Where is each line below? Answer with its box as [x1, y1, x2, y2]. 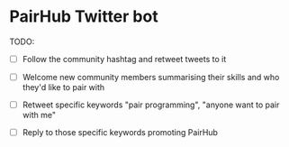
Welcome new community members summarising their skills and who [22, 72, 280, 82]
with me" [22, 110, 57, 121]
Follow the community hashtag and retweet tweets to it [22, 53, 227, 64]
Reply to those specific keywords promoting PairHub [22, 127, 219, 138]
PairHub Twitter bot [9, 6, 159, 27]
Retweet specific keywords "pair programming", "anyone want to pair [22, 99, 280, 110]
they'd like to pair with [22, 82, 105, 93]
